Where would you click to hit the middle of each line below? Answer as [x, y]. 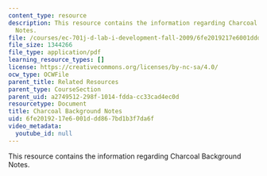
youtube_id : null [44, 133]
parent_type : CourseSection [55, 89]
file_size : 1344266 [41, 45]
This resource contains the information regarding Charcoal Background [125, 156]
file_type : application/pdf [55, 52]
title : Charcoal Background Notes [66, 112]
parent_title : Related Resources [64, 82]
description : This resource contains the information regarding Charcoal [133, 23]
